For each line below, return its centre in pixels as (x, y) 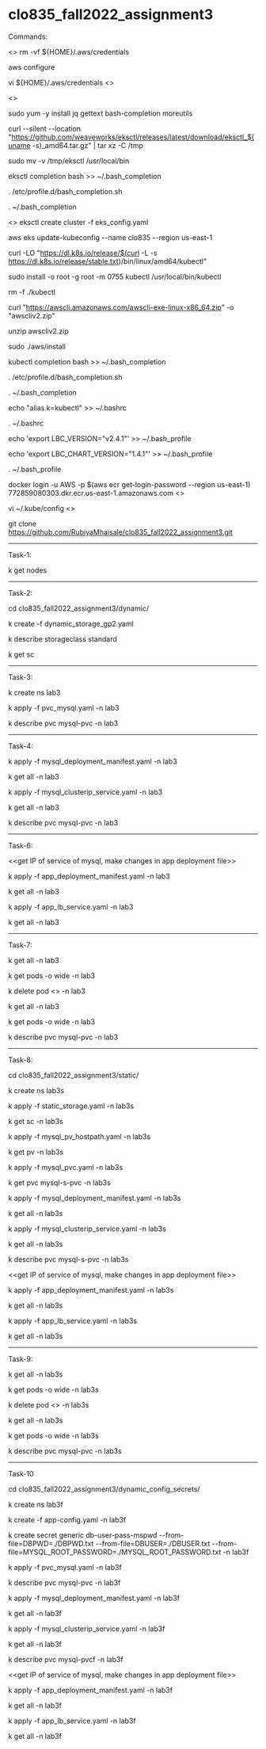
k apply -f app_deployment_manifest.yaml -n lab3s (91, 1290)
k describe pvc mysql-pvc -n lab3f (65, 1583)
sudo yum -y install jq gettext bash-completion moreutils (101, 113)
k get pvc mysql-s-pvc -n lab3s (59, 1183)
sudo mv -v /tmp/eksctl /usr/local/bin (69, 161)
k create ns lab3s (36, 1090)
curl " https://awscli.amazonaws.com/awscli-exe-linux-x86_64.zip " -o (121, 307)
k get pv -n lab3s (36, 1152)
